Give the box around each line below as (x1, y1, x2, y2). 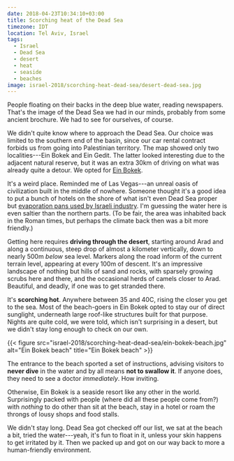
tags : (7, 36, 23, 43)
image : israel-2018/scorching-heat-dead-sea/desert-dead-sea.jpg (7, 82, 201, 89)
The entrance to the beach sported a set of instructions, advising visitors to (7, 360, 224, 368)
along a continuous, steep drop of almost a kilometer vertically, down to (7, 245, 214, 253)
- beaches (13, 75, 42, 82)
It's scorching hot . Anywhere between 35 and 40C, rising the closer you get (7, 296, 228, 304)
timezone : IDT (7, 23, 49, 30)
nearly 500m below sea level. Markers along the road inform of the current (7, 252, 222, 261)
